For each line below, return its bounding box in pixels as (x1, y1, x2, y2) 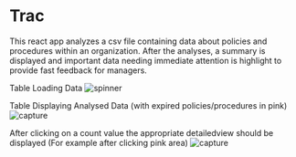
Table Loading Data (9, 82, 83, 93)
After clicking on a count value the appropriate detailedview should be (9, 127, 274, 138)
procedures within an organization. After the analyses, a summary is (9, 45, 266, 56)
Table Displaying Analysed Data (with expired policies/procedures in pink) (9, 99, 288, 110)
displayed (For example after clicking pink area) (9, 137, 189, 148)
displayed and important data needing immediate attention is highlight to (9, 55, 282, 66)
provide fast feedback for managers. (9, 65, 148, 76)
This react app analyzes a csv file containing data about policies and (9, 36, 268, 47)
